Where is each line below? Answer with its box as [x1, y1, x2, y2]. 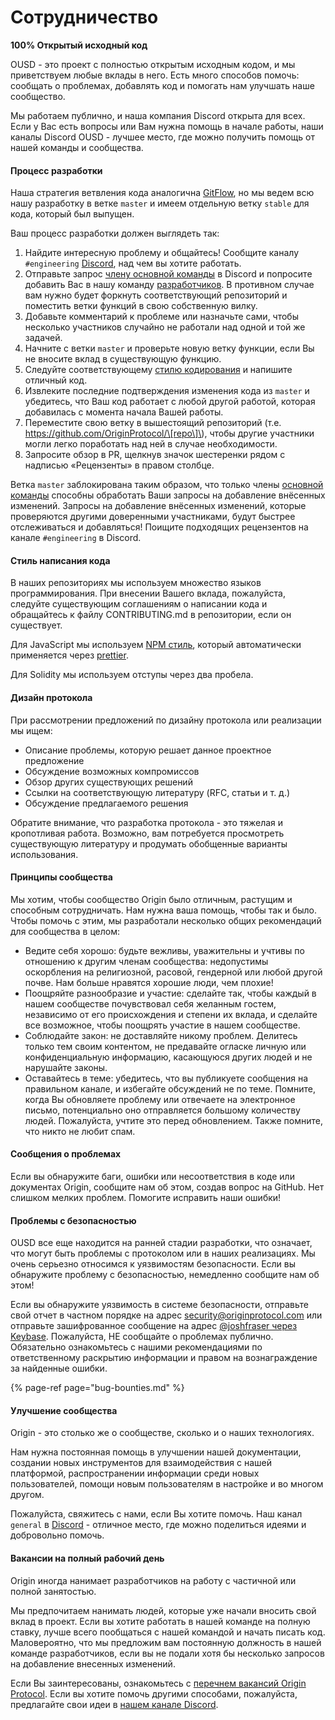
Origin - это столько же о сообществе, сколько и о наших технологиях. [10, 1427, 315, 1439]
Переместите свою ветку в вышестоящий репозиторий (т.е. [24, 417, 282, 429]
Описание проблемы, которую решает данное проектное [24, 744, 272, 756]
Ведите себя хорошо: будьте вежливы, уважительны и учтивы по [24, 944, 305, 956]
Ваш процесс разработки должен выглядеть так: [10, 227, 220, 240]
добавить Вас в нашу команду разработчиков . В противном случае [24, 279, 315, 291]
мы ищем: [10, 724, 53, 736]
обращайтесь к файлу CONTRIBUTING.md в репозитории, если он [10, 609, 292, 621]
